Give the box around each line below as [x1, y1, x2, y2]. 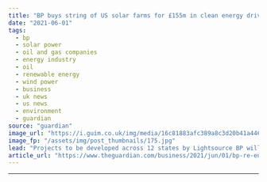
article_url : [8, 151, 52, 159]
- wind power [15, 78, 59, 85]
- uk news [15, 93, 48, 100]
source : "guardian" [8, 122, 73, 130]
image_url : [8, 129, 44, 137]
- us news [15, 100, 48, 108]
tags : [8, 26, 26, 34]
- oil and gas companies [15, 48, 98, 56]
